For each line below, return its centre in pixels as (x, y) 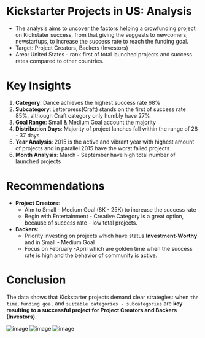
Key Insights (39, 86)
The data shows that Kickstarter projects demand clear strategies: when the (102, 297)
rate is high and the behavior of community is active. (91, 255)
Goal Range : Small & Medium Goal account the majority (86, 122)
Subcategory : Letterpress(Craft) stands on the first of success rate (100, 109)
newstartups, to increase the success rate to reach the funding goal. (102, 41)
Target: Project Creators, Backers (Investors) (72, 48)
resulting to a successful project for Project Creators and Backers (92, 310)
